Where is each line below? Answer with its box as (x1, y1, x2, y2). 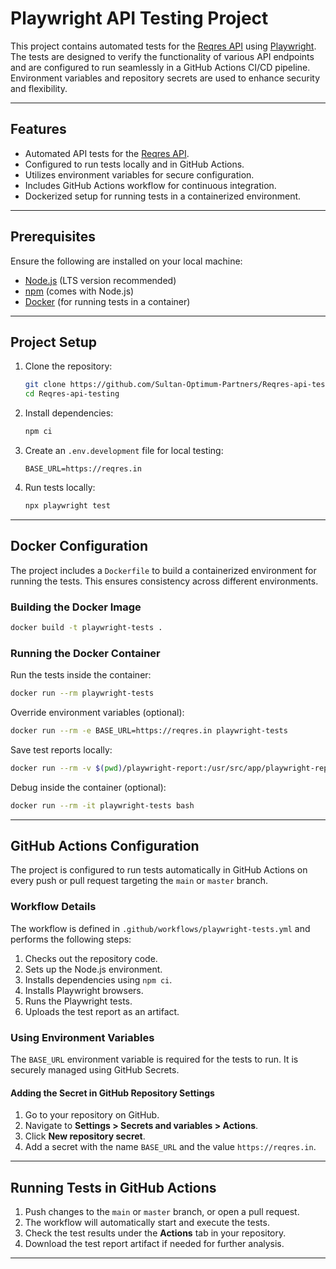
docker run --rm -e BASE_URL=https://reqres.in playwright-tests (10, 726, 288, 736)
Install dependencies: (24, 407, 114, 419)
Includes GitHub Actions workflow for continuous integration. (24, 179, 277, 191)
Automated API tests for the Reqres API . (24, 147, 190, 159)
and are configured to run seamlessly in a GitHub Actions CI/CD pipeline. (10, 61, 311, 73)
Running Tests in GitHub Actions (10, 1179, 217, 1196)
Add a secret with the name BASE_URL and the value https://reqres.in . (24, 1141, 317, 1153)
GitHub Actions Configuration (10, 838, 200, 855)
